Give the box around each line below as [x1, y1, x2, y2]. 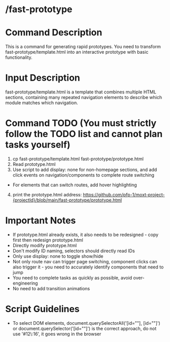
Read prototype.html [12, 161, 56, 167]
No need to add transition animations [12, 285, 90, 291]
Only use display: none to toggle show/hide [12, 253, 104, 259]
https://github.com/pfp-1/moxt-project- [83, 192, 165, 197]
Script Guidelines [5, 303, 80, 315]
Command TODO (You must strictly [5, 118, 157, 129]
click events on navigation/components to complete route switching [12, 172, 155, 178]
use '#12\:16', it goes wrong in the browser [12, 331, 101, 337]
